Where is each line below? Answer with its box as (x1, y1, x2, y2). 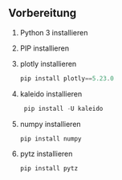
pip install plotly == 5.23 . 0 (19, 74, 114, 83)
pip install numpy (19, 134, 82, 143)
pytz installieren (19, 149, 73, 159)
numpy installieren (19, 119, 82, 129)
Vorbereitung (8, 6, 77, 20)
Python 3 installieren (19, 27, 88, 37)
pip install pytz (19, 165, 79, 173)
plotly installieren (19, 59, 77, 68)
